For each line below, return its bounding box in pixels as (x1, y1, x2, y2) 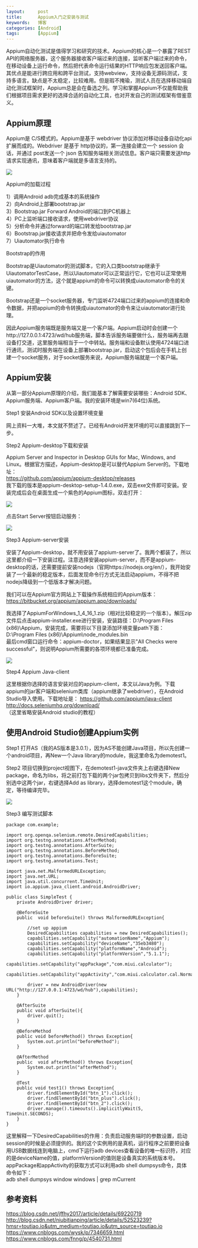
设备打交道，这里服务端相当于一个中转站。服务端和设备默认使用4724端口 (6, 339, 184, 346)
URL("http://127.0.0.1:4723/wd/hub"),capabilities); (6, 987, 138, 993)
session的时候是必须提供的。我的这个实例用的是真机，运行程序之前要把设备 (6, 1139, 190, 1147)
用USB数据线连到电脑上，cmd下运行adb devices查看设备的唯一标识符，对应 (6, 1147, 192, 1154)
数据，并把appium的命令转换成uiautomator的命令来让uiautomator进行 (11, 304, 181, 311)
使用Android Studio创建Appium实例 (6, 728, 139, 738)
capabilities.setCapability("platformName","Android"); (27, 945, 167, 951)
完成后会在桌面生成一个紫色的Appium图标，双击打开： (11, 489, 144, 496)
